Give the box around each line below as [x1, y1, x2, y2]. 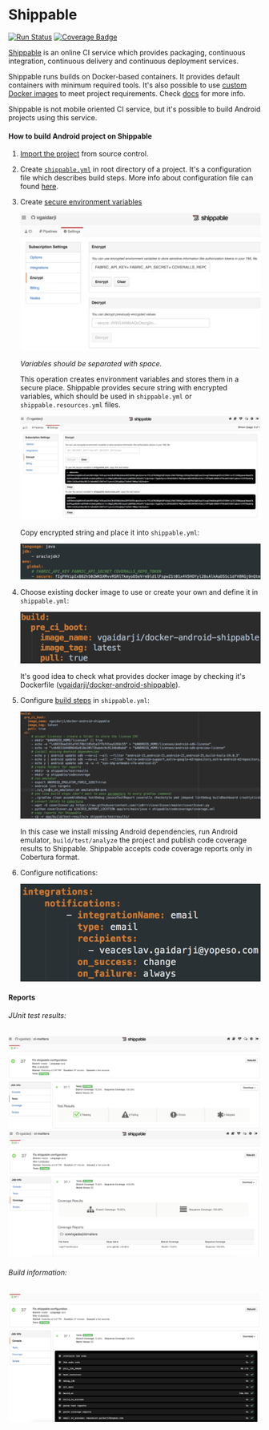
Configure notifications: [19, 868, 98, 878]
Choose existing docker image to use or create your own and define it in [19, 588, 259, 596]
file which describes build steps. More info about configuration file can [19, 173, 254, 183]
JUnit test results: [8, 1011, 66, 1020]
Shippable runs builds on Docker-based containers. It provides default [8, 71, 240, 81]
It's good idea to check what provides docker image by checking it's [19, 672, 246, 681]
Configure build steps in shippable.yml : [19, 696, 151, 705]
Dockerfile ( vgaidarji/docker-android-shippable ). [19, 680, 181, 690]
